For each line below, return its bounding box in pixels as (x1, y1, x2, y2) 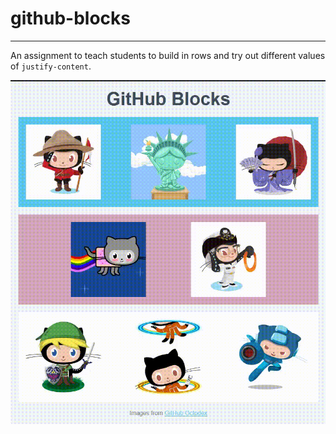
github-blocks (10, 7, 132, 30)
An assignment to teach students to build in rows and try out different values (10, 49, 326, 61)
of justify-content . (10, 60, 92, 72)
